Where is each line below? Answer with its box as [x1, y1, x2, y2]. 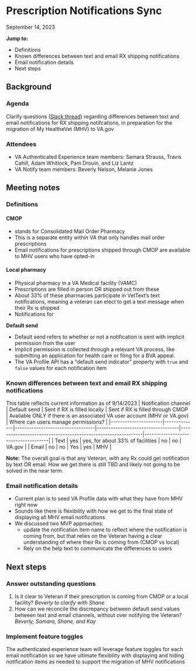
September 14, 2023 [6, 23, 56, 30]
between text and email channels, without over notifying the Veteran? [14, 611, 183, 618]
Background [6, 82, 51, 92]
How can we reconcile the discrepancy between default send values [14, 605, 180, 612]
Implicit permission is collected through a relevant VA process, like [14, 345, 175, 353]
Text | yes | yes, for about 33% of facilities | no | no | [54, 437, 181, 444]
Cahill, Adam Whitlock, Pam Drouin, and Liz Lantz [14, 160, 134, 167]
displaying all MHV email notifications [14, 514, 105, 521]
